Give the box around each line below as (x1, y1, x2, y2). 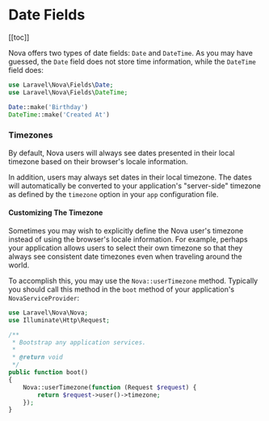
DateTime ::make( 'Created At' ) (8, 111, 111, 119)
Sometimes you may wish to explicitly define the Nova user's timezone (8, 225, 244, 235)
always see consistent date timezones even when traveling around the (8, 251, 242, 261)
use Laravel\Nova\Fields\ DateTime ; (8, 88, 128, 96)
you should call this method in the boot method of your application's (8, 284, 235, 294)
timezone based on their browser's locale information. (8, 156, 188, 166)
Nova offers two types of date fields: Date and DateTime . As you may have (8, 48, 253, 57)
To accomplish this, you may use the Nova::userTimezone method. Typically (8, 276, 258, 285)
